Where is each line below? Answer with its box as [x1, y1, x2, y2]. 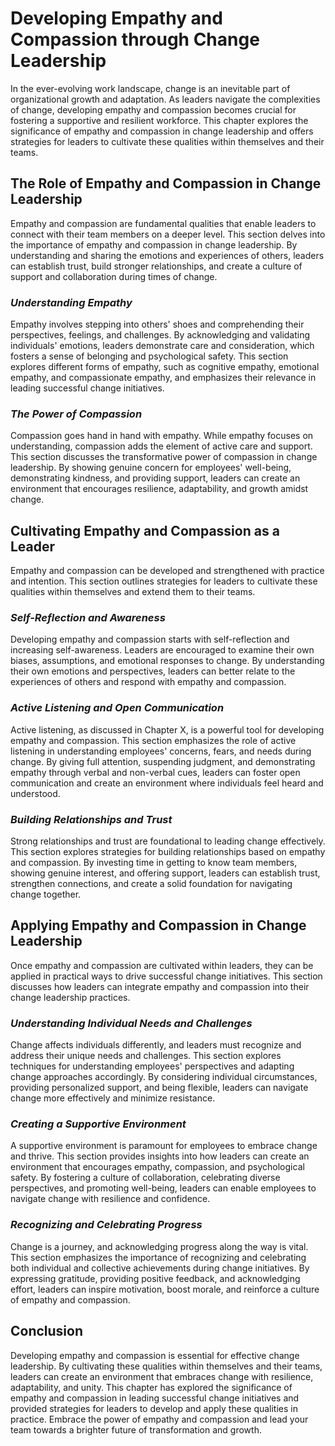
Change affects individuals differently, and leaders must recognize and [10, 1039, 302, 1051]
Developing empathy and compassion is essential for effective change [10, 1349, 300, 1361]
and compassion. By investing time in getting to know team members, [10, 857, 298, 869]
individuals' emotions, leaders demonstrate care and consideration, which [10, 340, 315, 352]
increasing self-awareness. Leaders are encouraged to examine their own [10, 644, 315, 656]
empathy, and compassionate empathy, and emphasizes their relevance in [10, 372, 317, 384]
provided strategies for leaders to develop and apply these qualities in [10, 1402, 298, 1414]
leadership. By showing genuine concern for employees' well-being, [10, 462, 292, 474]
